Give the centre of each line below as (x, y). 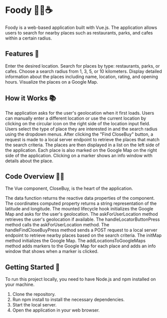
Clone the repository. (34, 294)
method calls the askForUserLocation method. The (57, 225)
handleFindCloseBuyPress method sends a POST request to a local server (81, 230)
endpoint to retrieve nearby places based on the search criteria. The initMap (83, 235)
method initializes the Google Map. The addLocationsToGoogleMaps (76, 241)
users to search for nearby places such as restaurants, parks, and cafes (79, 33)
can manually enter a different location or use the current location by (76, 118)
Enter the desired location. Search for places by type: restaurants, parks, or (83, 66)
